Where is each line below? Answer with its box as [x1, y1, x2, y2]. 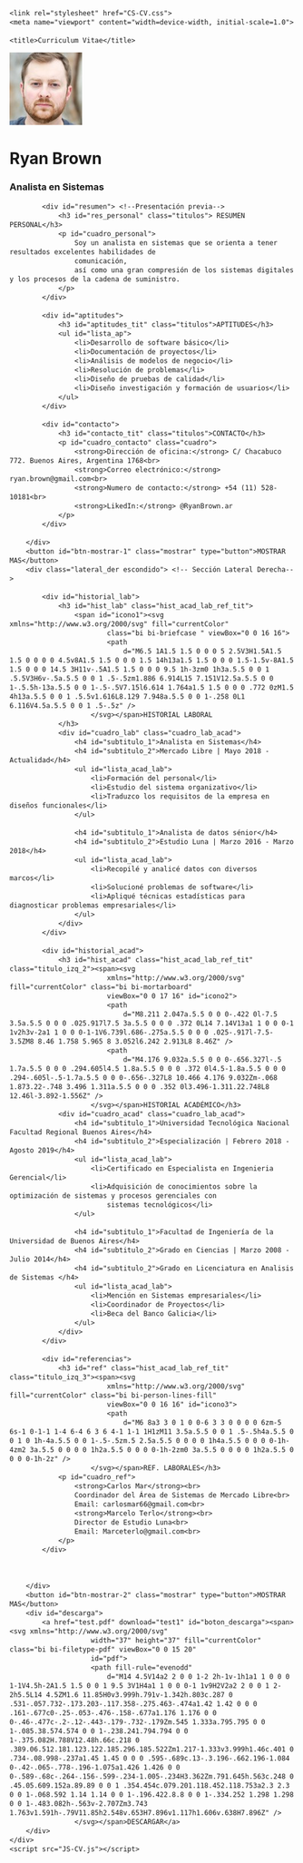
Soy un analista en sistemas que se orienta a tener [73, 239, 279, 248]
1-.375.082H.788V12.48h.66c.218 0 [9, 1736, 141, 1745]
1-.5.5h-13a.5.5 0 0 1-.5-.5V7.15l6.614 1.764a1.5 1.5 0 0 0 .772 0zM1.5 [9, 683, 295, 692]
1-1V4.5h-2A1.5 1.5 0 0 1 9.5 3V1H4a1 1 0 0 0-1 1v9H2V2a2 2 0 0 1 [9, 1682, 270, 1691]
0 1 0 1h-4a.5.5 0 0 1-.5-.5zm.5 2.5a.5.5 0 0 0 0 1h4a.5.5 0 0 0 [9, 1436, 266, 1446]
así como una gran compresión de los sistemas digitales [73, 266, 295, 275]
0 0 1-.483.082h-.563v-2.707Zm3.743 [9, 1799, 148, 1809]
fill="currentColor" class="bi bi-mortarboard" [9, 983, 193, 992]
